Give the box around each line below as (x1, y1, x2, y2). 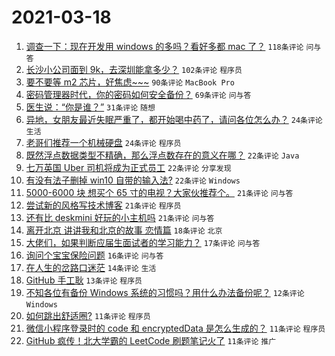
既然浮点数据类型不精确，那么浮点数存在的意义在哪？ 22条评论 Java (25, 149, 300, 161)
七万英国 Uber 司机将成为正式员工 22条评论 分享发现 (25, 161, 232, 173)
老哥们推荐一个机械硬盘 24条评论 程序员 (25, 136, 182, 148)
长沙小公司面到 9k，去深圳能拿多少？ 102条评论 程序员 (25, 63, 243, 75)
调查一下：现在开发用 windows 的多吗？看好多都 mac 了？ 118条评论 (25, 40, 304, 52)
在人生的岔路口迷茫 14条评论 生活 (25, 261, 157, 273)
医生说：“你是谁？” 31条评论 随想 (25, 101, 156, 113)
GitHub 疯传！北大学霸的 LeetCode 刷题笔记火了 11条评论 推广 (25, 334, 277, 346)
